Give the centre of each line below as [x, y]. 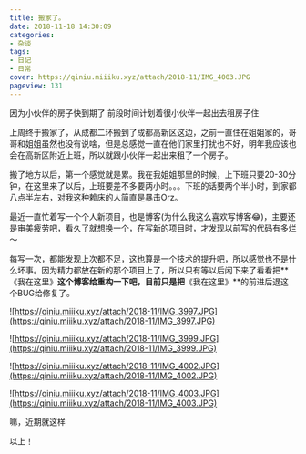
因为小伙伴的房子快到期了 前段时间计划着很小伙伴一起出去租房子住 [134, 113]
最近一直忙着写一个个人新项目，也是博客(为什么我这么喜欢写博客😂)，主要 [149, 216]
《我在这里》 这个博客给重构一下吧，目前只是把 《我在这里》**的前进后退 [145, 281]
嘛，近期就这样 [37, 421]
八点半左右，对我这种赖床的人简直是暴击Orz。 [96, 197]
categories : [32, 35]
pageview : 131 [36, 86]
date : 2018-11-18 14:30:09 [61, 26]
